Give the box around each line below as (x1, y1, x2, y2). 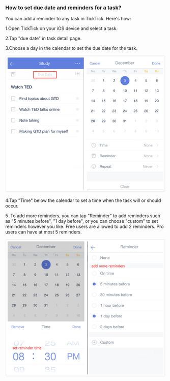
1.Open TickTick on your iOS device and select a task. (5, 25, 118, 32)
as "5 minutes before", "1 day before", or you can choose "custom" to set (5, 218, 158, 224)
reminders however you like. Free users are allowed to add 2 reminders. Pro (5, 223, 164, 229)
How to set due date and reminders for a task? (5, 4, 122, 11)
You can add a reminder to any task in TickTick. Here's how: (5, 16, 131, 22)
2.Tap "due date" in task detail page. (5, 35, 82, 42)
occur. (5, 202, 19, 209)
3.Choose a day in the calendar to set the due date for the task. (5, 45, 138, 51)
